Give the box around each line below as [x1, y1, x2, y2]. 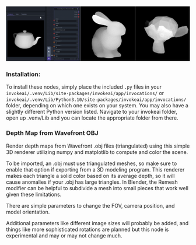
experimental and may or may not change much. [6, 232, 123, 239]
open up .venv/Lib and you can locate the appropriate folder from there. [6, 114, 179, 121]
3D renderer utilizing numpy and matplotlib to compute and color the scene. [6, 148, 188, 155]
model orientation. [6, 208, 50, 215]
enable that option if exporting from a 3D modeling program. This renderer [6, 166, 185, 173]
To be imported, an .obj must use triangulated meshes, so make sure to [6, 160, 177, 167]
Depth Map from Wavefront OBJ [6, 129, 99, 137]
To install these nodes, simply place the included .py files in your [6, 83, 162, 90]
